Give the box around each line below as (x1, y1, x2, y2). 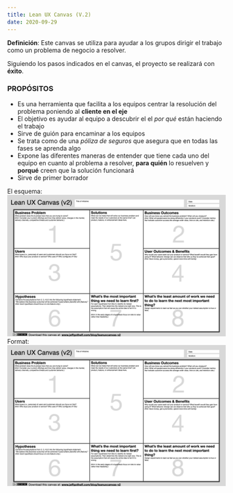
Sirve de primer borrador (17, 174, 89, 182)
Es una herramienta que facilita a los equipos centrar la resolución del (17, 99, 217, 108)
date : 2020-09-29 (7, 18, 58, 26)
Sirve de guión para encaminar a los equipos (17, 129, 146, 137)
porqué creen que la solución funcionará (17, 166, 135, 174)
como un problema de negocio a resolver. (7, 46, 126, 54)
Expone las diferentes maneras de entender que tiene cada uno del (17, 151, 209, 160)
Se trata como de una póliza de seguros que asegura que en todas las (17, 136, 218, 145)
